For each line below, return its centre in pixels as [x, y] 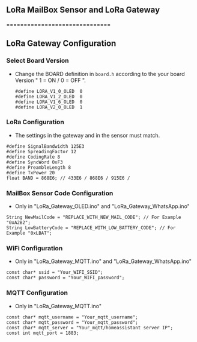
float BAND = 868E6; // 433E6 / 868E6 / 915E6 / [68, 178]
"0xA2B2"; [19, 223]
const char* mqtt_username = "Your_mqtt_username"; [72, 317]
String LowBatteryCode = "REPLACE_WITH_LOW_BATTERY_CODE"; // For [91, 228]
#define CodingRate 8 [33, 157]
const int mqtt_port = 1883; [43, 333]
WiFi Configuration [35, 249]
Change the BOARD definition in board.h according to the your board [100, 74]
